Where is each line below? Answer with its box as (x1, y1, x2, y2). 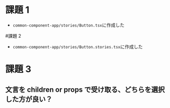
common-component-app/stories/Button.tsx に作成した (12, 22, 125, 28)
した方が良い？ (5, 95, 53, 103)
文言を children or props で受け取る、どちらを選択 (5, 85, 165, 94)
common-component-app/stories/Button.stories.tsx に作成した (12, 43, 143, 49)
